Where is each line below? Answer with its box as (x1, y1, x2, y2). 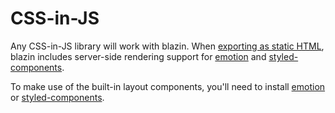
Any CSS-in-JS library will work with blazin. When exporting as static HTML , (10, 40, 325, 52)
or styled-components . (10, 91, 105, 103)
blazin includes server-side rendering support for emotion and (10, 50, 267, 62)
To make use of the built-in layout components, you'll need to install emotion (10, 80, 326, 92)
